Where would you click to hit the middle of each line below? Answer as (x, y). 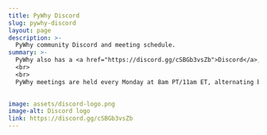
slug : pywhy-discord (43, 23)
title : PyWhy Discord (44, 15)
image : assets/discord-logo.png (62, 104)
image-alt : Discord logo (49, 111)
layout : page (30, 30)
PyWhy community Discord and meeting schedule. (96, 45)
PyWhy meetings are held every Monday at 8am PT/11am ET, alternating (135, 82)
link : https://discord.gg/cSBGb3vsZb (71, 119)
